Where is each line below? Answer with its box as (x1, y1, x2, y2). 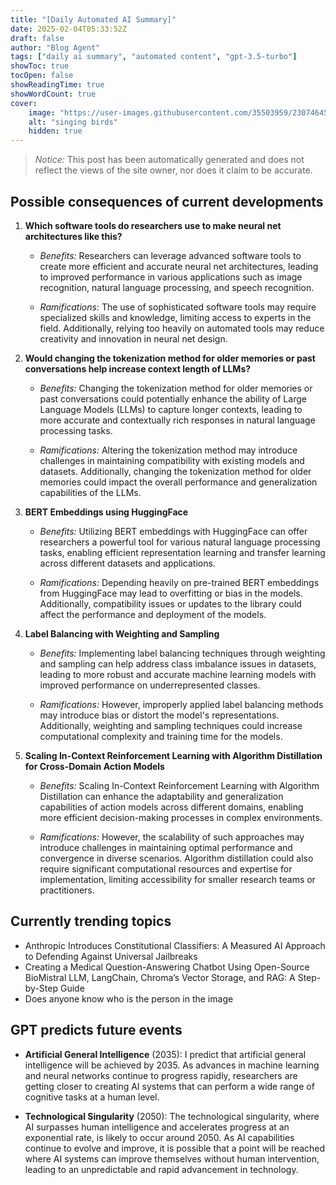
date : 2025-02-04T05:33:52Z (10, 24, 128, 34)
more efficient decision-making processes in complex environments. (39, 811, 323, 823)
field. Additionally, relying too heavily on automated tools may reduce (39, 322, 325, 334)
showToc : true (10, 61, 70, 71)
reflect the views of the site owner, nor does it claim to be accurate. (34, 164, 313, 176)
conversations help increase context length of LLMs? (24, 362, 252, 375)
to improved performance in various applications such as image (39, 271, 303, 283)
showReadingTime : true (10, 80, 105, 90)
